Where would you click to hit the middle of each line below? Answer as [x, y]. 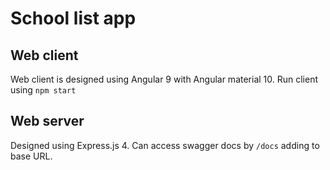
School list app [73, 18]
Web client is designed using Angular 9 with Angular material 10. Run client [164, 79]
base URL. [31, 156]
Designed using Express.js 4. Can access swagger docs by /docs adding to [165, 145]
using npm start [43, 90]
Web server [47, 121]
